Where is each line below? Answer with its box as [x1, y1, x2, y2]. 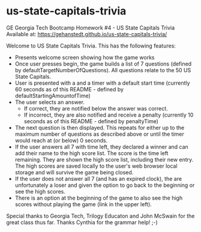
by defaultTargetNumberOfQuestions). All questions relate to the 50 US [14, 66, 191, 73]
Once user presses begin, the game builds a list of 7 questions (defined [14, 60, 192, 67]
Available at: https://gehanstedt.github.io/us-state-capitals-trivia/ [6, 30, 167, 37]
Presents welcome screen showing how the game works [14, 53, 155, 61]
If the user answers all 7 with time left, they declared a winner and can [14, 143, 189, 150]
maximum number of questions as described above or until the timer [14, 130, 185, 138]
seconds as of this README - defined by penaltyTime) [23, 117, 159, 124]
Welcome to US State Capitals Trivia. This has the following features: [6, 42, 176, 49]
